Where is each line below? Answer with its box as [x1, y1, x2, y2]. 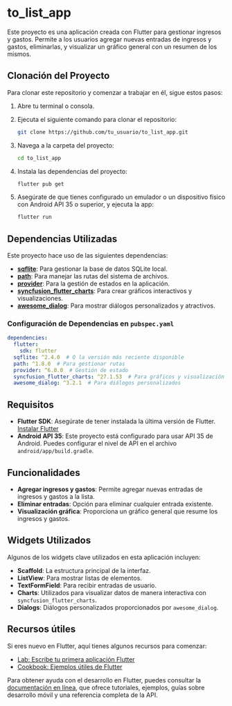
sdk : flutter [19, 348, 57, 355]
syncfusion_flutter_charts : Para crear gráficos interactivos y [17, 287, 193, 295]
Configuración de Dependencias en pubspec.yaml [7, 319, 175, 328]
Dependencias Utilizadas [7, 233, 118, 245]
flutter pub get [17, 180, 64, 188]
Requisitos [7, 398, 54, 410]
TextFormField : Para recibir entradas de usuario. [17, 581, 157, 590]
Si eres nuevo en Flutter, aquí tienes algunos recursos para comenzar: [7, 642, 207, 650]
